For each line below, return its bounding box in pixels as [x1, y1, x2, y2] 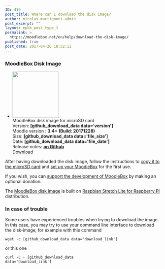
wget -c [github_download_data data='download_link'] [5, 237, 118, 242]
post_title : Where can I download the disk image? [5, 12, 111, 17]
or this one [5, 245, 27, 251]
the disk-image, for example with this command [5, 227, 102, 233]
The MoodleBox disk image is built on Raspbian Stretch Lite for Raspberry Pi [5, 188, 160, 194]
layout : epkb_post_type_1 [5, 26, 58, 31]
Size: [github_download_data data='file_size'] [12, 133, 108, 139]
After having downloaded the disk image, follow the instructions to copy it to [5, 158, 160, 164]
